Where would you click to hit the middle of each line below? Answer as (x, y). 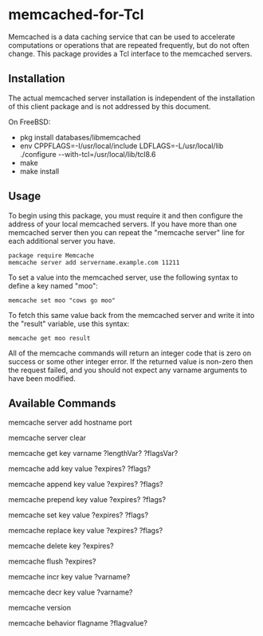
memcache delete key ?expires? (61, 546)
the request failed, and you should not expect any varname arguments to (128, 370)
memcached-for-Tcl (76, 15)
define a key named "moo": (53, 285)
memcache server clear (47, 438)
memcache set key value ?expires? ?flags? (79, 515)
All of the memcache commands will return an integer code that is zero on (130, 353)
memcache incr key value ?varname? (69, 577)
